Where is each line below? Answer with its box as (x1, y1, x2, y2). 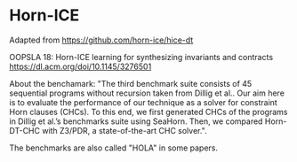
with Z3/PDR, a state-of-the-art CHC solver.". (41, 125, 207, 135)
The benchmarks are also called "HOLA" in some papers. (9, 143, 219, 153)
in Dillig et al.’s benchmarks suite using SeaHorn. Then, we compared (9, 116, 263, 127)
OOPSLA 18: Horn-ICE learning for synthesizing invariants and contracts (9, 51, 274, 62)
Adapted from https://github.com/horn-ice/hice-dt (9, 35, 194, 45)
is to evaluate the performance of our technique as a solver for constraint (9, 96, 277, 107)
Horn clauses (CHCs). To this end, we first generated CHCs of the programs (9, 106, 288, 117)
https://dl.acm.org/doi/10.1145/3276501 (9, 61, 152, 72)
